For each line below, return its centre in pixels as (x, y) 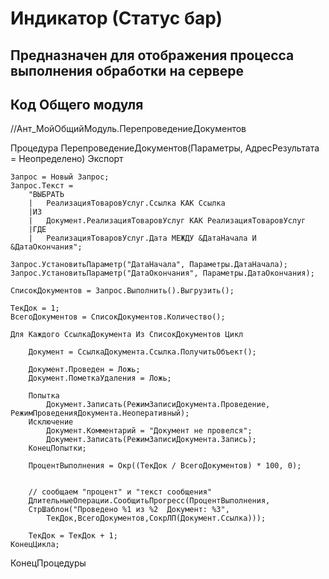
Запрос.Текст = (42, 186)
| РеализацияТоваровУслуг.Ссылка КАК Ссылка (127, 203)
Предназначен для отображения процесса (152, 55)
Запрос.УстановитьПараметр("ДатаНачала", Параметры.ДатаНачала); (149, 265)
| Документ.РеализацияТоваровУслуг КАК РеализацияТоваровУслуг (167, 221)
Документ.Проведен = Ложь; (84, 370)
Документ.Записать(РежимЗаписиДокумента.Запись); (151, 440)
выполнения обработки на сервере (127, 70)
